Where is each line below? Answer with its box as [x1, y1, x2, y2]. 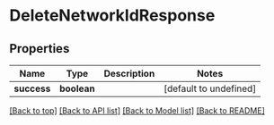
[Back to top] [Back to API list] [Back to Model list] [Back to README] [9, 105, 265, 116]
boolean [59, 82, 96, 95]
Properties [9, 41, 70, 56]
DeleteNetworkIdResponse [9, 5, 216, 26]
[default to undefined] [163, 82, 257, 95]
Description [103, 68, 155, 79]
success [13, 82, 51, 95]
